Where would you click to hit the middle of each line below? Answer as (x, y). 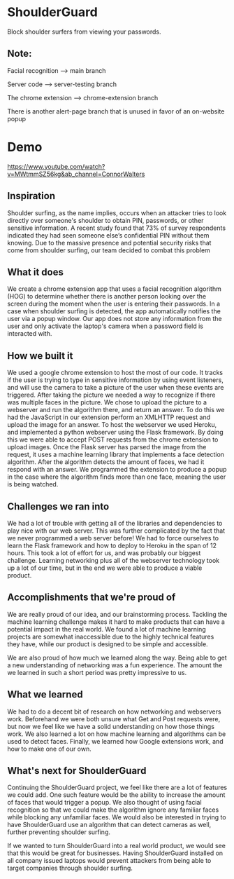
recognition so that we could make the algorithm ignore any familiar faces (113, 810)
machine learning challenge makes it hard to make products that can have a (116, 622)
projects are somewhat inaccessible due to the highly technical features (111, 636)
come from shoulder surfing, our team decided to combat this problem (109, 250)
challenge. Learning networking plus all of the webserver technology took (114, 560)
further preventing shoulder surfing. (59, 832)
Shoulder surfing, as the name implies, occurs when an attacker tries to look (117, 213)
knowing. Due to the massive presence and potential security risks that (109, 243)
